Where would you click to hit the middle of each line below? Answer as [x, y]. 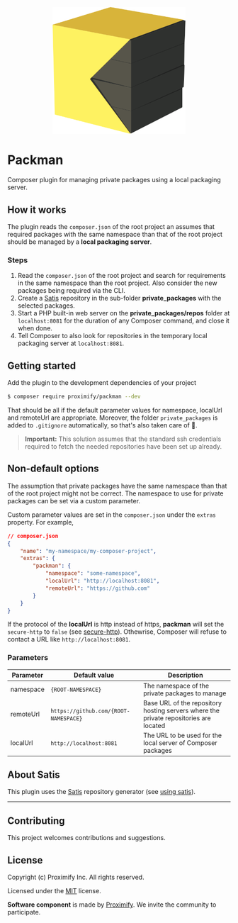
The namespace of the [176, 686]
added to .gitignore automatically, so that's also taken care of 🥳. [102, 425]
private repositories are [177, 718]
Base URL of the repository [182, 703]
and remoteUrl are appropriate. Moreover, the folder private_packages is [113, 418]
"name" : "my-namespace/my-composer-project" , [89, 551]
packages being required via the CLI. [72, 291]
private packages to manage [185, 693]
